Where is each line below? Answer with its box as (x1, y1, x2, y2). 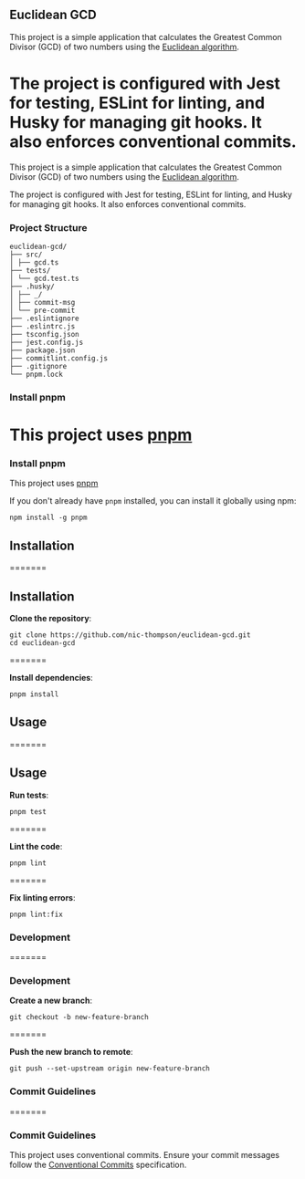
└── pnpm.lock (9, 370, 64, 380)
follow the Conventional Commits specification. (9, 1159, 187, 1170)
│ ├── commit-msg (9, 298, 76, 308)
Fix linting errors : (9, 892, 76, 903)
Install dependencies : (9, 673, 93, 683)
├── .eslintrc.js (9, 322, 76, 331)
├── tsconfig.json (9, 330, 79, 339)
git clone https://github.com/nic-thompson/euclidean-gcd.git (9, 631, 251, 640)
